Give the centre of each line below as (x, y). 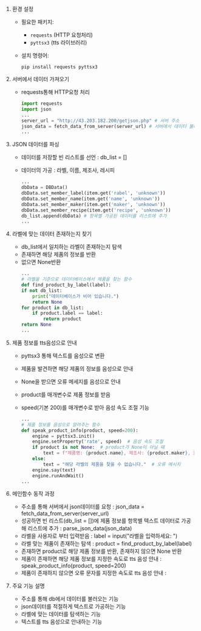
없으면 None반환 (41, 262)
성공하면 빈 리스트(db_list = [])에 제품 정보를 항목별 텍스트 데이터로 (101, 521)
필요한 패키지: (37, 22)
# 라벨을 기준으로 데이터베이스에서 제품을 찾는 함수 (77, 279)
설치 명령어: (35, 55)
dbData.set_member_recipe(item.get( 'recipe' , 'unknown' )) (96, 210)
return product (62, 319)
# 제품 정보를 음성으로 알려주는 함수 (60, 425)
